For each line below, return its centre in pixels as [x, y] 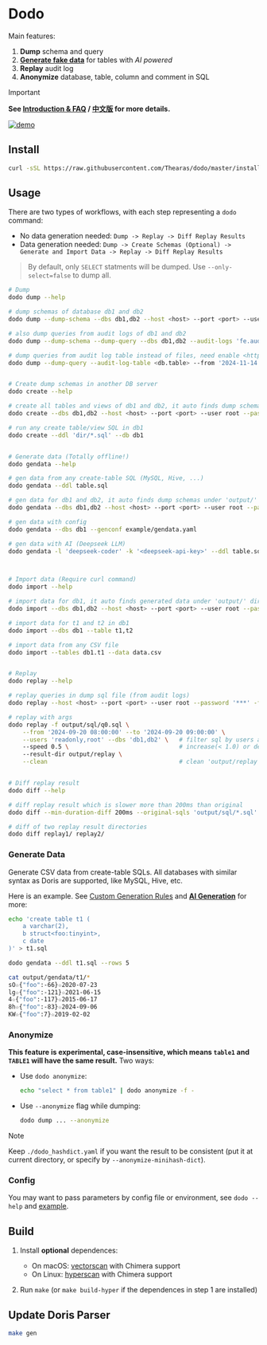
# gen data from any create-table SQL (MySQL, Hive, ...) [106, 478]
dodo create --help [41, 391]
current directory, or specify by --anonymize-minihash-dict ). [107, 1160]
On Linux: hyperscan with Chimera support [102, 1274]
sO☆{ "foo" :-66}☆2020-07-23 [53, 985]
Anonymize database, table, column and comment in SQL [114, 77]
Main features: [32, 36]
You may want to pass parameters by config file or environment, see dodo [128, 1198]
